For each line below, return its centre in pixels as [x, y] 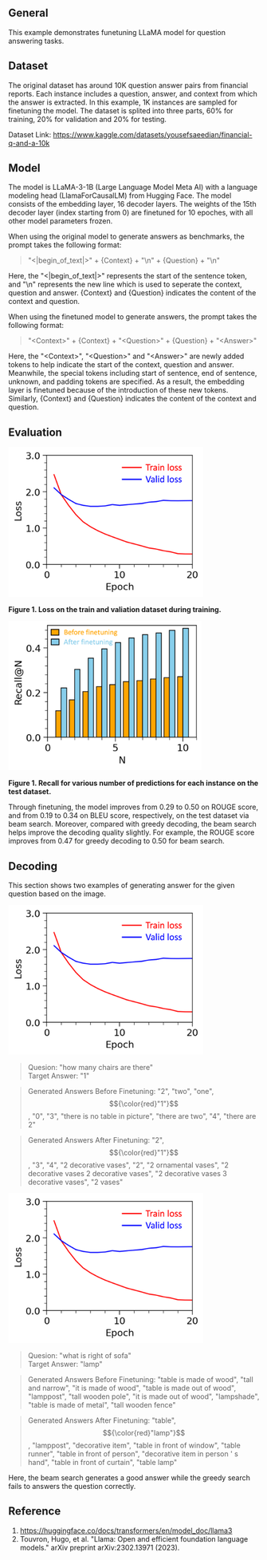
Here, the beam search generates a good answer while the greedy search [130, 1478]
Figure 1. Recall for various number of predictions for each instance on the [133, 783]
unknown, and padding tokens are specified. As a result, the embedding [126, 381]
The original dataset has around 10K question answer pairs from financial [128, 85]
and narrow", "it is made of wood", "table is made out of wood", [132, 1388]
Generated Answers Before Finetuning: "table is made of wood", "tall [140, 1380]
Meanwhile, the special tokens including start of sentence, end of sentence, [133, 373]
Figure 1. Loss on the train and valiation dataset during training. [115, 610]
